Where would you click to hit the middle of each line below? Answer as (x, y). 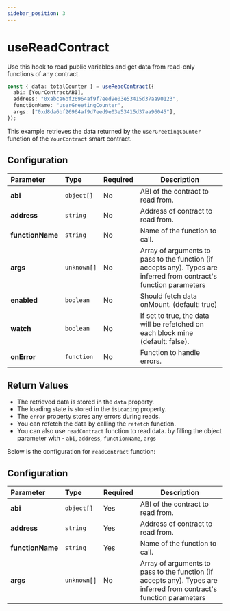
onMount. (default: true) (179, 304)
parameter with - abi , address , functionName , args (86, 438)
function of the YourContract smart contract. (69, 139)
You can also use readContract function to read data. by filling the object (119, 431)
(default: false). (165, 341)
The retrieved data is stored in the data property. (85, 402)
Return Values (38, 385)
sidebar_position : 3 (37, 13)
